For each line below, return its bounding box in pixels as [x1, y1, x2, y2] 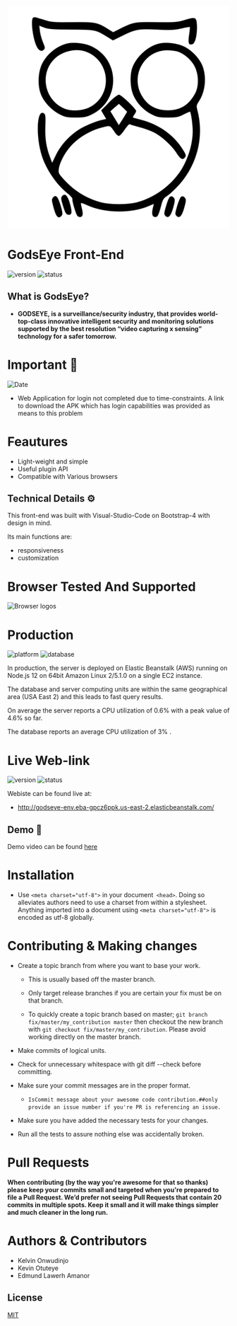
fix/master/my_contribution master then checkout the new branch [28, 1017, 224, 1026]
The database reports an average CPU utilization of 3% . [7, 727, 171, 736]
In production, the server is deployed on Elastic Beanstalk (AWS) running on [7, 664, 228, 672]
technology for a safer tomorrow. [17, 332, 117, 340]
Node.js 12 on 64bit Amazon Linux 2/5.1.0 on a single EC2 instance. [7, 671, 202, 680]
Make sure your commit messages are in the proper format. [17, 1081, 190, 1090]
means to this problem [17, 409, 83, 417]
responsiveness [17, 546, 64, 555]
